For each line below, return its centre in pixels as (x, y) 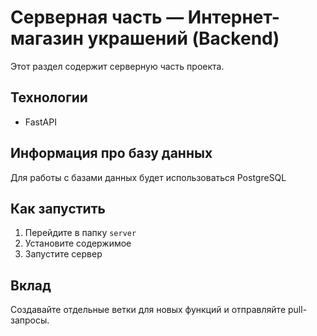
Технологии (49, 97)
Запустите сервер (63, 254)
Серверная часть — (97, 17)
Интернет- (233, 17)
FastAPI (40, 122)
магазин (47, 38)
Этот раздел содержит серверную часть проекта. (117, 66)
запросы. (30, 320)
